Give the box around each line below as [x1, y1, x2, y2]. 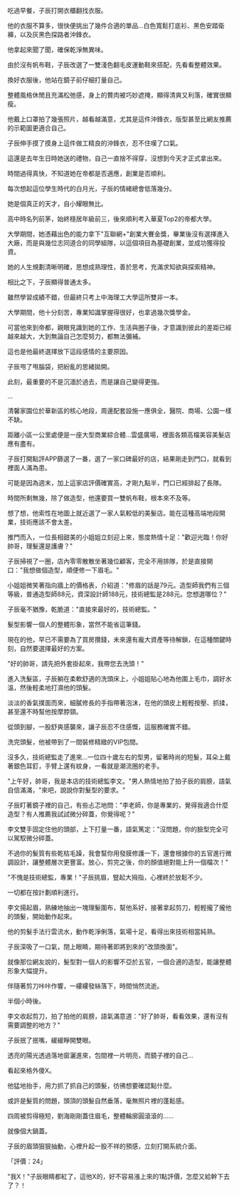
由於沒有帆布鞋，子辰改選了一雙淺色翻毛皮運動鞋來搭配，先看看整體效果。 [7, 61, 225, 69]
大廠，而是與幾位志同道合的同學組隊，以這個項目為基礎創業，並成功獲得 [7, 239, 219, 247]
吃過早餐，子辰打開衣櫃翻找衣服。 [7, 6, 107, 14]
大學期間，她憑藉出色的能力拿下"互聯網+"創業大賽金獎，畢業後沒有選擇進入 [7, 230, 230, 238]
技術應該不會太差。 [19, 518, 76, 526]
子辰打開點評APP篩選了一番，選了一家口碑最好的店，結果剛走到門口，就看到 [7, 454, 232, 463]
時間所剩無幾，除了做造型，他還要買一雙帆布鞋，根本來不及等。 [7, 494, 194, 502]
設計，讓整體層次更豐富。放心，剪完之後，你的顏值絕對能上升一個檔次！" [13, 858, 229, 866]
